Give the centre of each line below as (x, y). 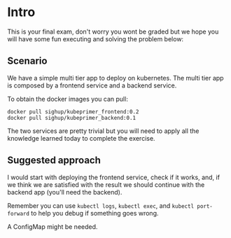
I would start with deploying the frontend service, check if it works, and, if (114, 177)
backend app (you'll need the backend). (65, 192)
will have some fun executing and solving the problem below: (96, 38)
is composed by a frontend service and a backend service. (92, 85)
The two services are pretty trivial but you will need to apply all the (103, 131)
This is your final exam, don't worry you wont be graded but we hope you (113, 31)
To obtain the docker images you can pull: (68, 99)
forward (19, 213)
